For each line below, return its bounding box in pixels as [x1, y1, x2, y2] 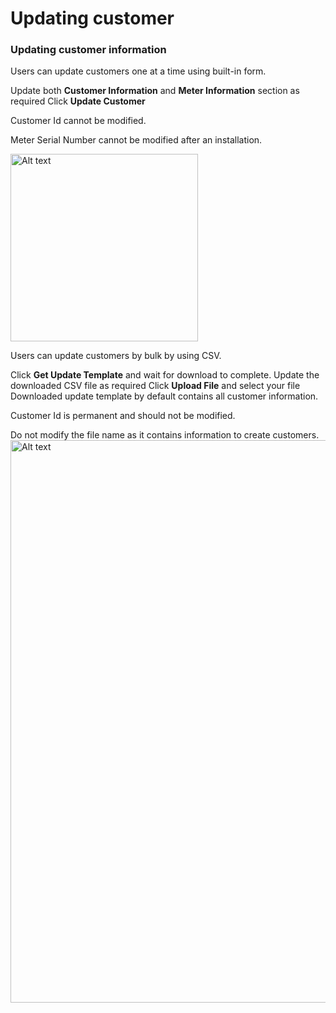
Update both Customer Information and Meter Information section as [10, 85, 300, 97]
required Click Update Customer [10, 95, 146, 107]
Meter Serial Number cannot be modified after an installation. [10, 134, 263, 146]
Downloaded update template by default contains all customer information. [10, 390, 319, 402]
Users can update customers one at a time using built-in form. [10, 65, 267, 77]
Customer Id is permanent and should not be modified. [10, 410, 236, 422]
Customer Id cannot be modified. [10, 115, 147, 127]
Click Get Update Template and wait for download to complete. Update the [10, 369, 320, 381]
